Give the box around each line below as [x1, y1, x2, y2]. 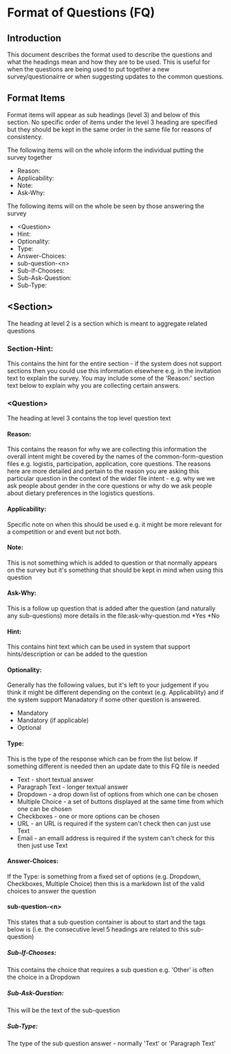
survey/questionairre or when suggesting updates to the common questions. [7, 72, 224, 81]
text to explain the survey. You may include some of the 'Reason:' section [7, 374, 215, 382]
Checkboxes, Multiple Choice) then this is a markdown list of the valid [7, 879, 205, 887]
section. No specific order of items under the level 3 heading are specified [7, 118, 218, 126]
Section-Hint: [7, 344, 54, 353]
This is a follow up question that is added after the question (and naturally [7, 604, 216, 613]
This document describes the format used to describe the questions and [7, 50, 212, 59]
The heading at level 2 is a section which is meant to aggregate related [7, 319, 208, 328]
